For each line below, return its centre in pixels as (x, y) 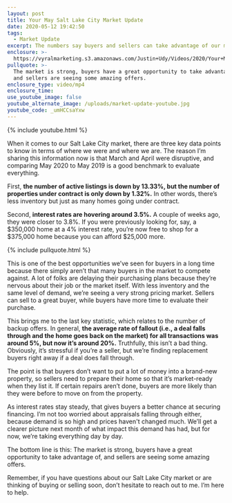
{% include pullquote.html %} (49, 249)
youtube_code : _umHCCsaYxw (46, 110)
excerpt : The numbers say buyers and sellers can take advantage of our (114, 46)
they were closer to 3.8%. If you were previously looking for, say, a (102, 222)
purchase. (21, 307)
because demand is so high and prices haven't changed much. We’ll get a (112, 421)
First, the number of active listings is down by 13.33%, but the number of (113, 186)
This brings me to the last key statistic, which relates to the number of (106, 321)
